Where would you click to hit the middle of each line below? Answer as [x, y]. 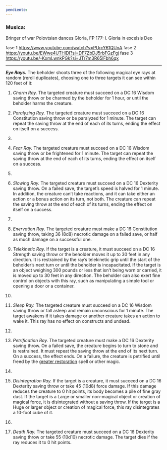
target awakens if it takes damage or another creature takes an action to [86, 316]
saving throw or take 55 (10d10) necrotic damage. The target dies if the [85, 437]
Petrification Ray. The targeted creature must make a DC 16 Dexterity [83, 340]
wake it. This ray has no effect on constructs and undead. [72, 321]
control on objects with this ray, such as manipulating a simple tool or [83, 280]
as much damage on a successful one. [52, 239]
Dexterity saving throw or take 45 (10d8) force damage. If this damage [84, 386]
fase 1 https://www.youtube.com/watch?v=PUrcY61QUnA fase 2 [71, 47]
